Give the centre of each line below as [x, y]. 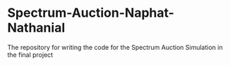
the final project [30, 55]
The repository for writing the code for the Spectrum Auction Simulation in [115, 47]
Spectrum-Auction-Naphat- [91, 13]
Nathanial [36, 28]
